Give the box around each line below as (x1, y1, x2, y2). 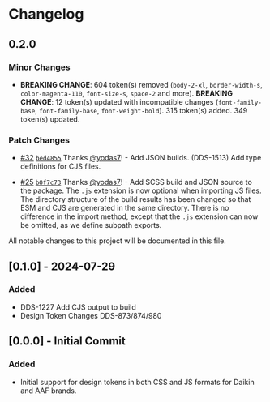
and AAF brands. (19, 386, 77, 396)
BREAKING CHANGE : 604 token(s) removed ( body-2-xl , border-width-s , (19, 79, 263, 89)
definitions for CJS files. (19, 161, 101, 171)
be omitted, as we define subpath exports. (19, 220, 162, 230)
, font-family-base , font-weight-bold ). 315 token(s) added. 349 (35, 105, 248, 115)
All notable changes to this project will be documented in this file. (8, 236, 227, 246)
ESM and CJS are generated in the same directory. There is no (19, 203, 229, 213)
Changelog (8, 5, 84, 24)
